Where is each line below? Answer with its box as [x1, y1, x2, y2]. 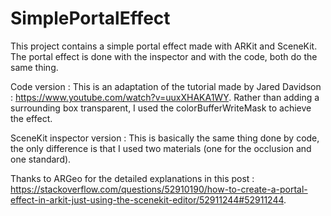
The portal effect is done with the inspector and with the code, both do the [10, 50, 318, 62]
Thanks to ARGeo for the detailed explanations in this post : [10, 172, 255, 184]
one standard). [10, 153, 72, 165]
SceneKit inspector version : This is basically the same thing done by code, [10, 132, 320, 144]
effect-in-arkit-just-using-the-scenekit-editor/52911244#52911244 [10, 193, 285, 206]
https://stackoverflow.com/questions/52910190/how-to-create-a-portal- [10, 183, 308, 195]
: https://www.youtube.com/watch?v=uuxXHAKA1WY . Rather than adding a [10, 91, 320, 103]
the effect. [10, 112, 53, 124]
